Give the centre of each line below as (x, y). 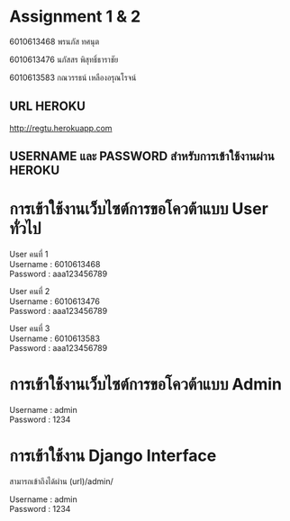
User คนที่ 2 (30, 292)
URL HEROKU (47, 107)
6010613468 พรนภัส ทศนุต (54, 41)
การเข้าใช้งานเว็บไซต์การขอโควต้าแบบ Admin (145, 385)
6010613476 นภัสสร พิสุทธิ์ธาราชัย (64, 59)
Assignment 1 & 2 (75, 17)
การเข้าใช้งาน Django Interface (113, 456)
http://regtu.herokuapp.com (61, 128)
